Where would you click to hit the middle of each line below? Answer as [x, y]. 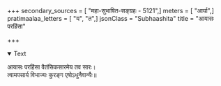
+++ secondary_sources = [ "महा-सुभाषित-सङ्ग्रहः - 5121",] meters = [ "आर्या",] [110, 11]
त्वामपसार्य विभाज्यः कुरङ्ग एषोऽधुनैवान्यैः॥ [52, 75]
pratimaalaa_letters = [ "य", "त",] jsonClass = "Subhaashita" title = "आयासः [111, 18]
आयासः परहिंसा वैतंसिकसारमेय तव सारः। [52, 67]
